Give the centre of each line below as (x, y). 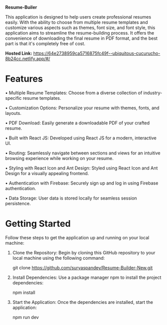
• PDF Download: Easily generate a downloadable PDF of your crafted (77, 123)
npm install (24, 292)
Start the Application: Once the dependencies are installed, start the (83, 302)
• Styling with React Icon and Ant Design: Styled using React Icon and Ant (81, 168)
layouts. (13, 113)
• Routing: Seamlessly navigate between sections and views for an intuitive (83, 153)
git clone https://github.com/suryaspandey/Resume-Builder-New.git (82, 267)
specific (14, 98)
